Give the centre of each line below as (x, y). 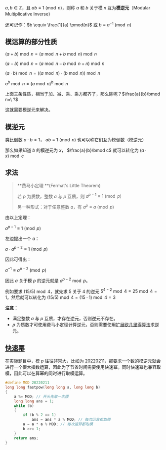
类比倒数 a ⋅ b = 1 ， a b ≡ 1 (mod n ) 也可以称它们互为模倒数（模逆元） (76, 140)
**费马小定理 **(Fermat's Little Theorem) (59, 185)
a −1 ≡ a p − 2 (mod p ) (26, 270)
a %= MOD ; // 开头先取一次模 (41, 396)
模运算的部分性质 (31, 42)
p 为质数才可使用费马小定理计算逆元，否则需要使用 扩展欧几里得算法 (81, 325)
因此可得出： (18, 259)
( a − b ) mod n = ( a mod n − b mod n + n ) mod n (55, 63)
